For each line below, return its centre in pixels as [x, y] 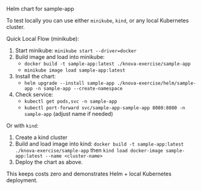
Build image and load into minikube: [60, 57]
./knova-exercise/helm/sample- [156, 83]
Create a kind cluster [41, 137]
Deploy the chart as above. [49, 162]
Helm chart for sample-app [40, 9]
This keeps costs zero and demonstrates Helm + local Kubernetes [89, 174]
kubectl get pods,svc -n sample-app [71, 101]
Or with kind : [23, 126]
